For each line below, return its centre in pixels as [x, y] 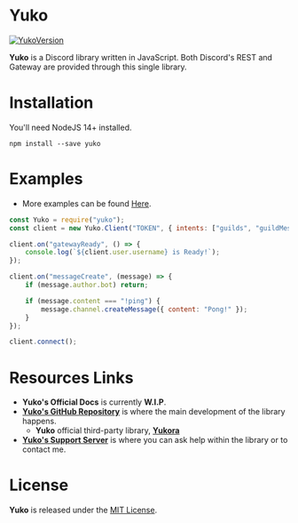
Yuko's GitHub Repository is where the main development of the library [153, 412]
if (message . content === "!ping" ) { [93, 301]
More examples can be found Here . [86, 203]
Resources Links [71, 378]
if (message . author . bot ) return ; [87, 286]
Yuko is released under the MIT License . [83, 510]
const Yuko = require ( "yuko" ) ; [67, 220]
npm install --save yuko [55, 143]
